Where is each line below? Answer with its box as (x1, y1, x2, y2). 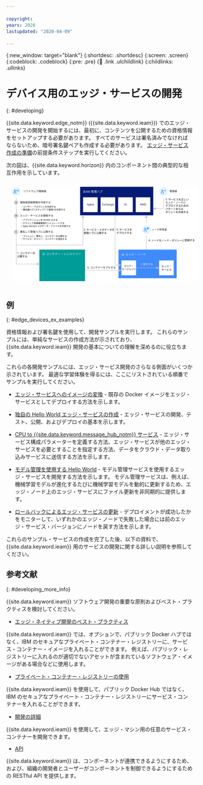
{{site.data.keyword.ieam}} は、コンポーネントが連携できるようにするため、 (6, 757, 192, 764)
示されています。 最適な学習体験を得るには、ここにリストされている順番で (6, 371, 188, 378)
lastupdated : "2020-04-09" (6, 29, 73, 34)
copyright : (6, 15, 33, 22)
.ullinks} (6, 64, 25, 71)
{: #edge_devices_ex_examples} (6, 316, 85, 323)
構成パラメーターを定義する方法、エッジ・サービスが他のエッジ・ (30, 439, 191, 446)
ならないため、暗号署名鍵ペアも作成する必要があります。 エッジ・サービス (6, 141, 189, 149)
